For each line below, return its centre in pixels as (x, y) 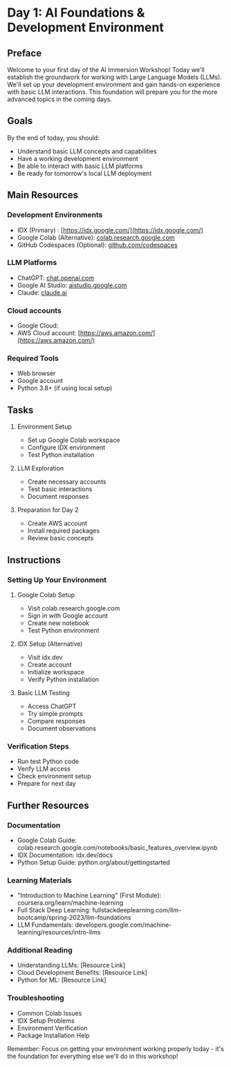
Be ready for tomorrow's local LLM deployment (84, 173)
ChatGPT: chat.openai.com (56, 278)
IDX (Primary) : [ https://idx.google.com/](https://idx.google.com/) (110, 230)
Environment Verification (52, 1027)
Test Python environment (63, 630)
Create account (49, 665)
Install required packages (64, 531)
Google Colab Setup (46, 595)
